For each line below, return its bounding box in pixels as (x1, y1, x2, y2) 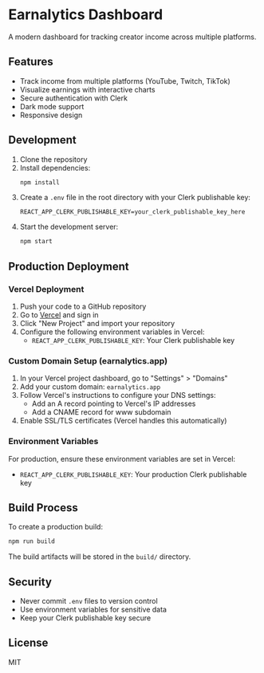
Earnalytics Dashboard (8, 6, 164, 24)
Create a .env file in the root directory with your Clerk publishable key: (19, 193, 251, 203)
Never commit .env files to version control (19, 596, 158, 606)
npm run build (8, 537, 56, 545)
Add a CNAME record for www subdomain (31, 407, 171, 417)
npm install (19, 178, 60, 187)
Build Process (8, 501, 78, 514)
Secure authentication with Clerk (19, 93, 128, 103)
